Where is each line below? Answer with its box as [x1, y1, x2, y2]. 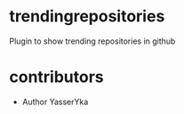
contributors [9, 67, 104, 87]
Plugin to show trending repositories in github [9, 36, 176, 46]
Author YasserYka [21, 96, 89, 107]
